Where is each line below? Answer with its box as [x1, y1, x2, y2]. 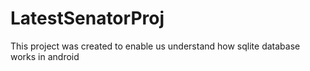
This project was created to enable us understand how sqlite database [10, 40, 301, 52]
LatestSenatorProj [10, 7, 165, 30]
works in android [10, 50, 80, 62]
